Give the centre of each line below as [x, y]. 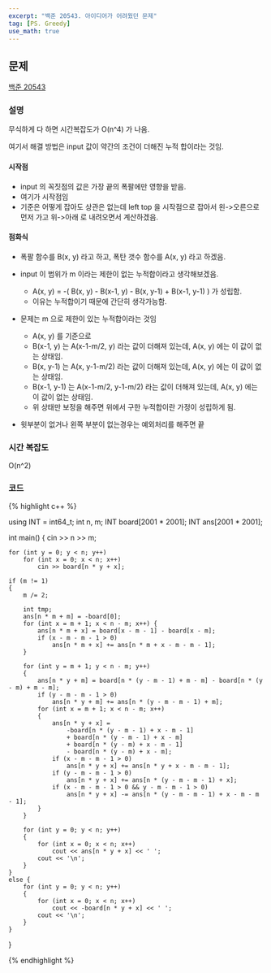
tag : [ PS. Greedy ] [39, 24]
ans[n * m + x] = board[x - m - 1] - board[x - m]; [127, 631]
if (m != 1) [28, 581]
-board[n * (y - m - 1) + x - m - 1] [130, 731]
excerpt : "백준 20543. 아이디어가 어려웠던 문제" [83, 16]
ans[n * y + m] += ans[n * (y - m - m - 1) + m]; [137, 702]
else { [19, 880]
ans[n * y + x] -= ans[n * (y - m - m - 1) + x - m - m [163, 795]
